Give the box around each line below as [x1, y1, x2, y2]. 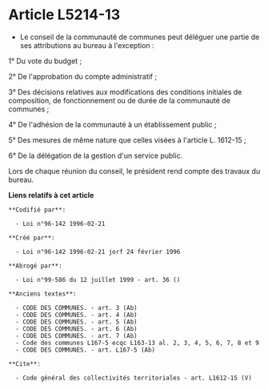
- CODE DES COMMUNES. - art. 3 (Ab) [15, 304, 138, 312]
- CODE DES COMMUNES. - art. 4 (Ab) [15, 311, 138, 319]
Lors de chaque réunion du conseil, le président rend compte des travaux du [8, 166, 261, 175]
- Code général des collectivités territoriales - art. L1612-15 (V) [15, 374, 252, 382]
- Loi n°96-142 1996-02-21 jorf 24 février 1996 [15, 247, 181, 255]
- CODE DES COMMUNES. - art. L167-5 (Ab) [15, 346, 156, 354]
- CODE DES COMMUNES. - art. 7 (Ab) [15, 332, 138, 340]
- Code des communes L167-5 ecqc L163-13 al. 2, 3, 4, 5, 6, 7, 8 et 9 [15, 339, 260, 347]
